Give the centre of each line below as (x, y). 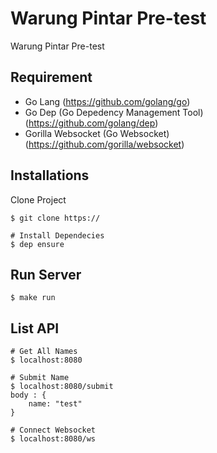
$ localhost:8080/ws (53, 439)
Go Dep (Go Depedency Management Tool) (114, 112)
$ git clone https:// (55, 218)
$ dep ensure (37, 244)
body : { (28, 395)
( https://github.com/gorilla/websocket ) (104, 144)
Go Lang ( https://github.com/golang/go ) (107, 101)
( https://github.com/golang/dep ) (91, 123)
